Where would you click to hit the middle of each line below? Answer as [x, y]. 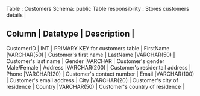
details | [16, 15]
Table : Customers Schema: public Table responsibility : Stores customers [98, 9]
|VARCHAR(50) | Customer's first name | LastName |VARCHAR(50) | [91, 55]
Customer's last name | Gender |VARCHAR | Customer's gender [85, 61]
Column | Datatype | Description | [70, 34]
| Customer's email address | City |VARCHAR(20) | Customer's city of [92, 80]
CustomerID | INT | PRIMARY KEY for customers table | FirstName [88, 48]
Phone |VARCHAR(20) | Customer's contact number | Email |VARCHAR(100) [100, 74]
